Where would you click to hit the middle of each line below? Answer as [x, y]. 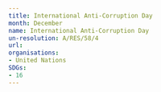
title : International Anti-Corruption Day [80, 16]
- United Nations [37, 61]
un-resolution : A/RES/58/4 [54, 38]
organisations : [34, 53]
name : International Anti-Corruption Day [79, 30]
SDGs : [17, 68]
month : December [35, 23]
